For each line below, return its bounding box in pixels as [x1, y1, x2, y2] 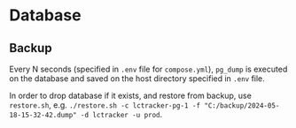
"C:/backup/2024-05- [203, 102, 280, 110]
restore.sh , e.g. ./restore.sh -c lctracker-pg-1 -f [9, 100, 201, 110]
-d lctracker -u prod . [80, 109, 163, 119]
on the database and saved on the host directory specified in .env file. [9, 73, 266, 84]
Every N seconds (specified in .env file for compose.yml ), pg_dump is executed [9, 64, 288, 74]
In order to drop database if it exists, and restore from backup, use [9, 90, 253, 101]
